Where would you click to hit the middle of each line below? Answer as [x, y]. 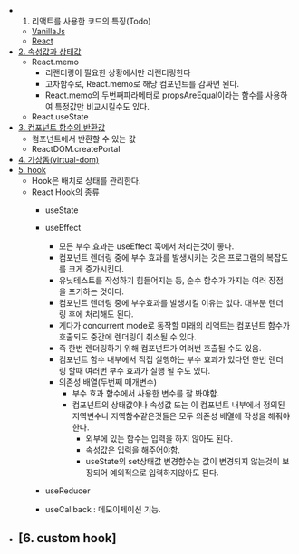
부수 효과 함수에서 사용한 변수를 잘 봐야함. [146, 393]
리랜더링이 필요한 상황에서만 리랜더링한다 [118, 72]
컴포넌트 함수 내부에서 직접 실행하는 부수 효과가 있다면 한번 [163, 359]
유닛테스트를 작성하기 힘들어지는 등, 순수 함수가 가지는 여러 [163, 280]
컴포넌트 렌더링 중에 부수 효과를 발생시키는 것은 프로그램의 [161, 258]
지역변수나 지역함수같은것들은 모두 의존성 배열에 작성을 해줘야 [181, 416]
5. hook [32, 170]
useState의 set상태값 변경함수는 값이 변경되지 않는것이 [183, 461]
